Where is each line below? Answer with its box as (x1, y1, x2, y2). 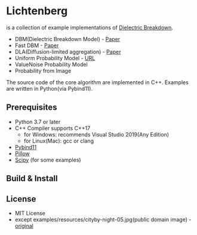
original (14, 222, 34, 229)
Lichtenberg (6, 4, 68, 18)
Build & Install (6, 174, 58, 184)
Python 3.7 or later (14, 118, 61, 125)
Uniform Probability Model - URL (14, 54, 96, 61)
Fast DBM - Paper (14, 42, 59, 49)
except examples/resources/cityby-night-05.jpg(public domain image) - (14, 216, 192, 223)
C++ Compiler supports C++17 (14, 124, 91, 132)
